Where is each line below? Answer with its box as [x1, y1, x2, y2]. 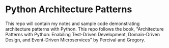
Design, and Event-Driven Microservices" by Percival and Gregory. [5, 37, 145, 43]
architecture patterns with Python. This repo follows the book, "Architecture [5, 26, 164, 32]
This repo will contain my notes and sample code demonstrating [5, 20, 140, 27]
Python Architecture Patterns [5, 4, 132, 15]
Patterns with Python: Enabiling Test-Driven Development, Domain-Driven [5, 31, 160, 37]
